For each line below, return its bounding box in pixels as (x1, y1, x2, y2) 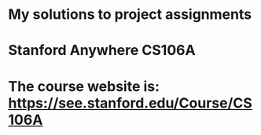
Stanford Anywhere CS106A (8, 42, 196, 60)
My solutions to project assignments (8, 5, 252, 24)
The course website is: (8, 77, 160, 95)
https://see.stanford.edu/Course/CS (8, 94, 253, 111)
